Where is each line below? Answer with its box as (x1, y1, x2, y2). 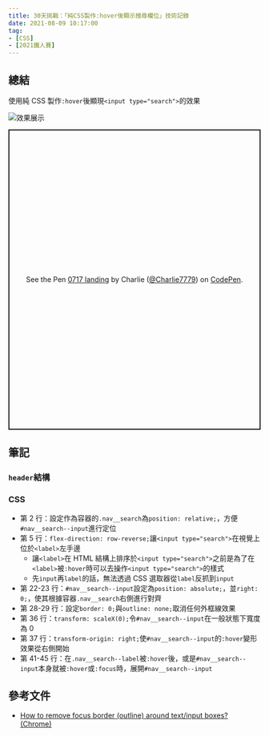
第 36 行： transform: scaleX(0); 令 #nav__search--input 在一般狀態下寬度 (19, 613, 261, 623)
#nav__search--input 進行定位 (19, 523, 117, 533)
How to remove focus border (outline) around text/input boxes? (19, 710, 228, 721)
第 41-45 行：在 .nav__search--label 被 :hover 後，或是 (19, 654, 196, 663)
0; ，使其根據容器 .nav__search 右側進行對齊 (19, 593, 163, 603)
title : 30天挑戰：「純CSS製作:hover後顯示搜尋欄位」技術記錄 (8, 11, 190, 20)
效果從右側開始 (19, 643, 70, 653)
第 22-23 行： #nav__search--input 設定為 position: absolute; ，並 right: (19, 583, 259, 593)
